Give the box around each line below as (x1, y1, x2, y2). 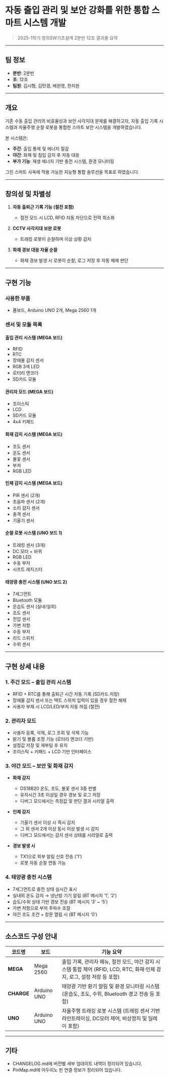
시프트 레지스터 (12, 566, 43, 572)
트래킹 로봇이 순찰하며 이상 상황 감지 (20, 236, 92, 242)
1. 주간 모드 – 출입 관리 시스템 (5, 679, 71, 686)
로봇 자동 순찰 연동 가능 (20, 860, 66, 866)
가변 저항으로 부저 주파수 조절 (12, 905, 70, 911)
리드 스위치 (12, 635, 35, 641)
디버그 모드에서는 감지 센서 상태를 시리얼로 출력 (20, 832, 113, 838)
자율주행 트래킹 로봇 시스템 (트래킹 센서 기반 (62, 1007, 160, 1014)
